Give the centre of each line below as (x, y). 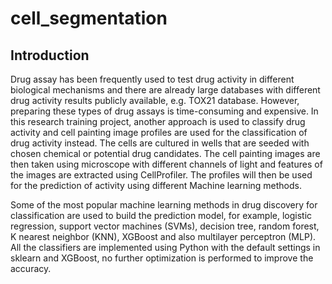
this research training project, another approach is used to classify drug (158, 121)
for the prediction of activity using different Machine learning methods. (156, 185)
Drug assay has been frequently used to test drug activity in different (152, 79)
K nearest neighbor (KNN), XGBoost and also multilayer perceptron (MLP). (163, 236)
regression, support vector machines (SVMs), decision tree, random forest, (165, 226)
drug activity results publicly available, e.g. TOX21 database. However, (155, 100)
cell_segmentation (89, 18)
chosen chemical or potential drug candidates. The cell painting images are (165, 153)
